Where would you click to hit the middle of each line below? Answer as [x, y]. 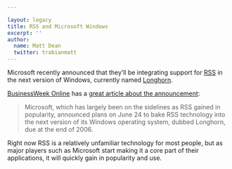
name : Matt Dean [37, 46]
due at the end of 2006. [59, 129]
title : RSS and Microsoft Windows [58, 26]
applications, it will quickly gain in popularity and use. [85, 158]
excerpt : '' [25, 33]
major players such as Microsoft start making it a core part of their [103, 150]
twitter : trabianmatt [45, 53]
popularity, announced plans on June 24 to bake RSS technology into [125, 114]
